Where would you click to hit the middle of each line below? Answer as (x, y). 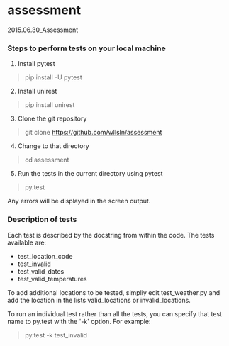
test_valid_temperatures (52, 279)
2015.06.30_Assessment (43, 30)
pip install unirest (50, 105)
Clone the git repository (52, 118)
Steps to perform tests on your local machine (86, 48)
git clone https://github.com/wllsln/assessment (93, 133)
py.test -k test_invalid (56, 335)
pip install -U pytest (54, 77)
